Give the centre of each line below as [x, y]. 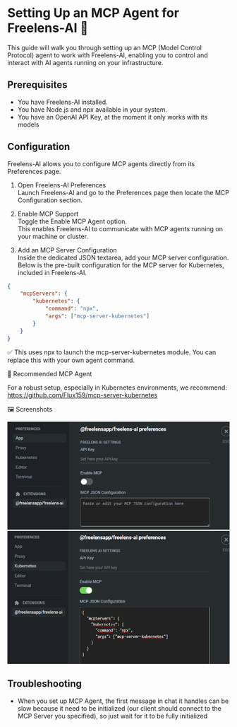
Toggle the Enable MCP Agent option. [72, 221]
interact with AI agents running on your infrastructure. [85, 62]
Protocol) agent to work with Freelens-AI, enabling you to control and [108, 55]
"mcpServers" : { [44, 294]
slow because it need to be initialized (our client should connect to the [120, 708]
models [28, 124]
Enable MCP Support [48, 214]
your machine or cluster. [53, 236]
